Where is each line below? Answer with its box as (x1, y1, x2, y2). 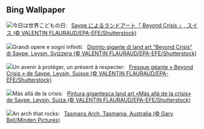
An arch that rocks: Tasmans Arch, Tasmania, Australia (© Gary (12, 110, 174, 117)
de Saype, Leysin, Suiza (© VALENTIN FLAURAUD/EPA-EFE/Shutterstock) (6, 96, 191, 104)
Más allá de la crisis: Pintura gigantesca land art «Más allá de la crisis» (12, 90, 191, 97)
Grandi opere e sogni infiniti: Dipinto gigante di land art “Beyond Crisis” (12, 43, 192, 50)
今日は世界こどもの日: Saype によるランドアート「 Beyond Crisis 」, (12, 21, 186, 29)
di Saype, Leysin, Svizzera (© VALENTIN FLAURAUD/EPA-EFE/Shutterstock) (6, 50, 197, 57)
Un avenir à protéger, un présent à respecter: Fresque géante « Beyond (12, 63, 193, 70)
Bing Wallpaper (6, 5, 66, 15)
